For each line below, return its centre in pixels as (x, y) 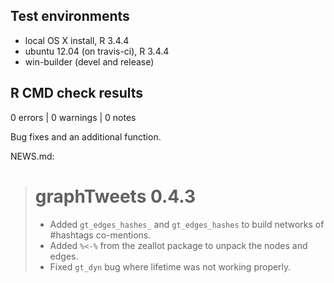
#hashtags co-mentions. (100, 235)
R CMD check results (77, 93)
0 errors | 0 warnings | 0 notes (73, 117)
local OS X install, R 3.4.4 (77, 40)
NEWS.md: (32, 156)
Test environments (70, 16)
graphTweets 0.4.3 (115, 196)
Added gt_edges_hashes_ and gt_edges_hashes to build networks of (187, 224)
